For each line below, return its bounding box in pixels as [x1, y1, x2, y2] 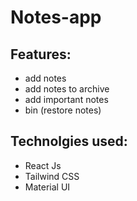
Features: [10, 46, 72, 63]
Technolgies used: [10, 133, 128, 150]
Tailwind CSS [24, 170, 80, 182]
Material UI [24, 181, 71, 193]
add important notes [24, 94, 109, 105]
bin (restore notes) [24, 104, 102, 116]
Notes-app [10, 6, 102, 29]
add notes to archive [24, 83, 110, 95]
